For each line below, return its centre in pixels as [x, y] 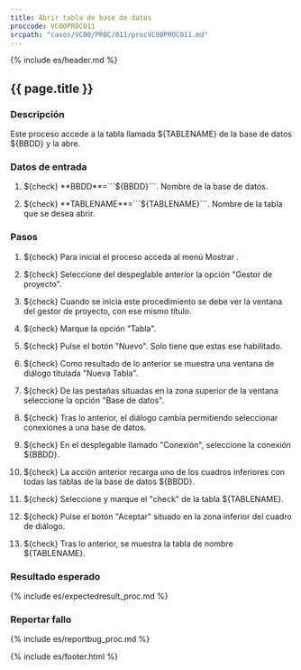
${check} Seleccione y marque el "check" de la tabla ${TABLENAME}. [154, 498]
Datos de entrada [49, 166]
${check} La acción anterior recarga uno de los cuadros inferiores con [154, 471]
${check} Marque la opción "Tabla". [90, 328]
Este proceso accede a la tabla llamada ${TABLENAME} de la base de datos [151, 134]
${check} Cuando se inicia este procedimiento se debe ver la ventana [153, 301]
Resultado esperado [55, 576]
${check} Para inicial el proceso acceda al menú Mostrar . [131, 256]
